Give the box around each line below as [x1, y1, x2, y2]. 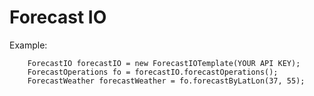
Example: [9, 39, 48, 51]
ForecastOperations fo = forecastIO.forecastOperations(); [27, 67, 279, 77]
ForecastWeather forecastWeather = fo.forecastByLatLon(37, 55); [27, 76, 306, 86]
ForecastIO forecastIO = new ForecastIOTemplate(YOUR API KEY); [27, 58, 301, 68]
